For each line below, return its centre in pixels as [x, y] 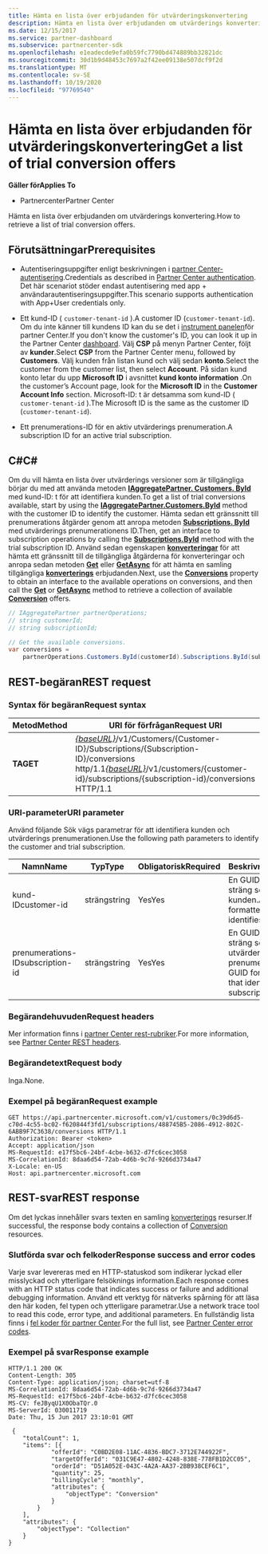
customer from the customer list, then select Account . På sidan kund [133, 369]
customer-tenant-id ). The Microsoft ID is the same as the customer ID [134, 403]
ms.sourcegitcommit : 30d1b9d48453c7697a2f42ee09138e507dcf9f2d [116, 61]
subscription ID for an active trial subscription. [96, 436]
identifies [246, 920]
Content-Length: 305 [43, 1376]
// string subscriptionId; [53, 628]
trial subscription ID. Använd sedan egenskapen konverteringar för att [124, 547]
